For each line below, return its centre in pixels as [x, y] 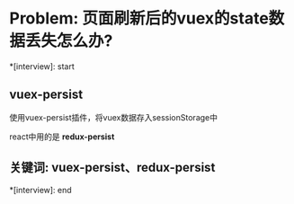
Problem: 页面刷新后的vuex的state [139, 18]
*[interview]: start [42, 66]
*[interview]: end [40, 190]
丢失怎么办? [69, 41]
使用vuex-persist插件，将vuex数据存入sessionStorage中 [114, 117]
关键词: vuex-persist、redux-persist [112, 168]
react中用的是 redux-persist [62, 137]
